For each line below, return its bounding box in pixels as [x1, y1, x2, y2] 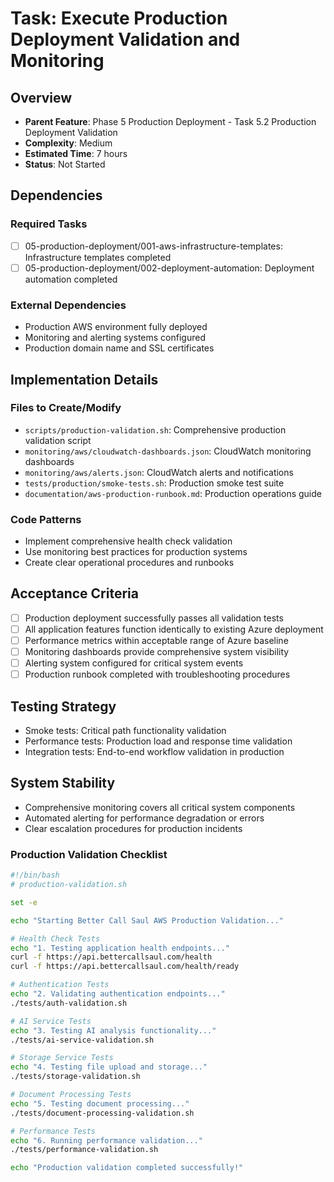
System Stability [10, 775, 116, 792]
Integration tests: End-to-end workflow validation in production [24, 746, 285, 758]
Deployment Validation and [10, 28, 241, 51]
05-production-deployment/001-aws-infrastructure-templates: [24, 240, 283, 252]
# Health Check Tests [10, 933, 101, 944]
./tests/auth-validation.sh [10, 998, 128, 1008]
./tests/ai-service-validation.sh [10, 1035, 155, 1045]
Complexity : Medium [24, 137, 113, 149]
